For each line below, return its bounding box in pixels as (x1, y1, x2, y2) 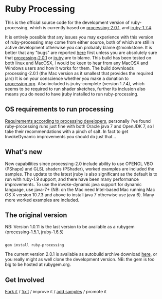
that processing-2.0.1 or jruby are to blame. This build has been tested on (5, 55, 152, 60)
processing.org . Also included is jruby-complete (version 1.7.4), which (5, 80, 145, 86)
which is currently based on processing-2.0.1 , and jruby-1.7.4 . (30, 24, 152, 30)
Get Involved (5, 276, 45, 284)
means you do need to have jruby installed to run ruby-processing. (5, 91, 139, 97)
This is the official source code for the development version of (5, 19, 130, 25)
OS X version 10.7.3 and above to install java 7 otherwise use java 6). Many (5, 191, 155, 198)
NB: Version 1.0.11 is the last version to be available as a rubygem (5, 224, 135, 230)
